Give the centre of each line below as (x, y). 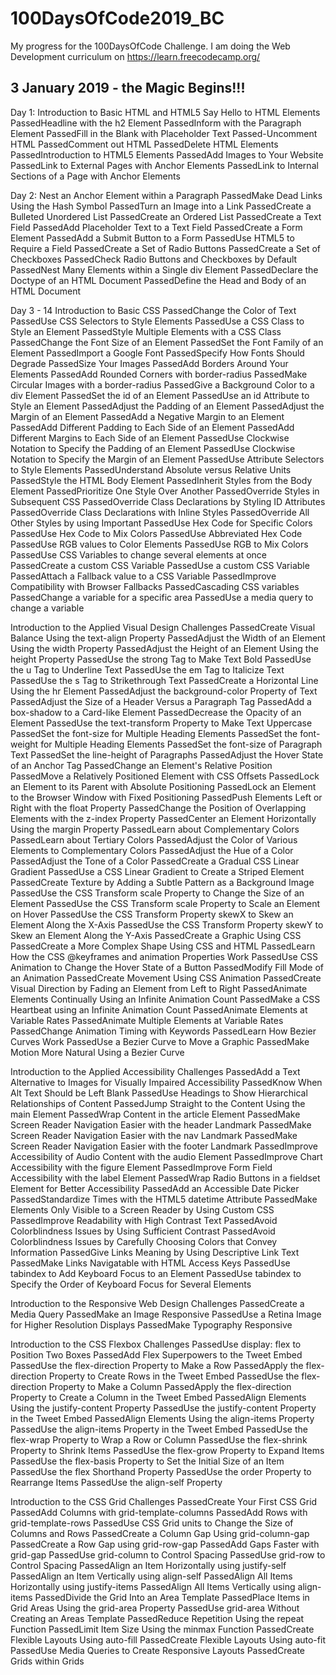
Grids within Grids (47, 1661)
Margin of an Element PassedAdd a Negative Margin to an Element (147, 416)
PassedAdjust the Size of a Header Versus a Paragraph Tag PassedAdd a (161, 701)
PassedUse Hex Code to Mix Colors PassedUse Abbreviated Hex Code (156, 533)
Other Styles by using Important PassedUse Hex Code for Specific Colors (161, 523)
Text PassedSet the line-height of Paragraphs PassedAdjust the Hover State (167, 754)
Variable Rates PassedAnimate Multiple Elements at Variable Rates (147, 1020)
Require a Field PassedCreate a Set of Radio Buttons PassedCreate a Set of (165, 248)
